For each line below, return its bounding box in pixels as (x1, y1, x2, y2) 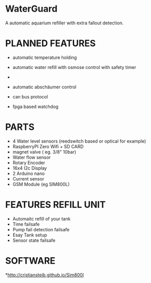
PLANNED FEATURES (5, 38, 96, 49)
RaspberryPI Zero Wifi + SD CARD (12, 143, 84, 150)
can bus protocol (12, 93, 48, 99)
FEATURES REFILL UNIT (5, 199, 106, 210)
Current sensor (12, 175, 44, 182)
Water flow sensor (12, 154, 51, 160)
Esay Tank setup (12, 232, 47, 238)
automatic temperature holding (12, 54, 77, 60)
